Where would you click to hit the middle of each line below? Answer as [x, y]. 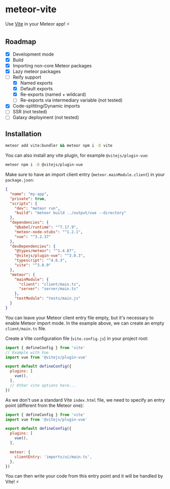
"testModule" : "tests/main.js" [48, 299]
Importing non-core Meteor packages [52, 65]
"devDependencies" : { [33, 246]
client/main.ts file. [26, 328]
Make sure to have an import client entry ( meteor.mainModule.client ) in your [85, 175]
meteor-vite [31, 9]
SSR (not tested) [30, 112]
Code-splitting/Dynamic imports [46, 106]
